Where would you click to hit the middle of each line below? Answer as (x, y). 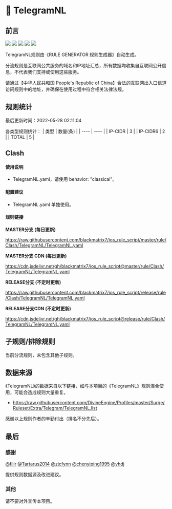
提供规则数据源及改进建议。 (35, 475)
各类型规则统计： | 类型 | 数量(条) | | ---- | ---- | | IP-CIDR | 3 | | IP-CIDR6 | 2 (85, 131)
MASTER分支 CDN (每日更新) (36, 256)
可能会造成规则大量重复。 (41, 392)
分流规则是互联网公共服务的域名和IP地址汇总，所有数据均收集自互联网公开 (84, 65)
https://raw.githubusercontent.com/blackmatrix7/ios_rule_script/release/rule (86, 292)
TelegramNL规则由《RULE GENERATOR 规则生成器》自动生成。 (72, 54)
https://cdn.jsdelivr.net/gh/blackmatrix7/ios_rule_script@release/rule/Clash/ (85, 318)
